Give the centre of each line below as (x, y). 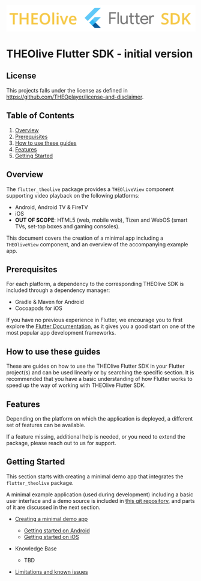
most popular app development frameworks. (61, 333)
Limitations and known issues (51, 571)
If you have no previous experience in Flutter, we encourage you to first (94, 320)
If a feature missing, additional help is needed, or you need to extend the (96, 436)
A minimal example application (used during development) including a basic (100, 494)
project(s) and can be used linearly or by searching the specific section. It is (100, 373)
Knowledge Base (36, 549)
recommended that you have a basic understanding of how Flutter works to (100, 379)
